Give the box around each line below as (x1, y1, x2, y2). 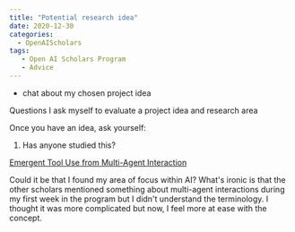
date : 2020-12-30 (9, 21, 74, 30)
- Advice (21, 64, 54, 73)
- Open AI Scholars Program (21, 55, 126, 64)
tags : (9, 47, 30, 56)
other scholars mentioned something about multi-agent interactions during (9, 184, 285, 194)
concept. (9, 212, 43, 223)
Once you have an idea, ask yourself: (9, 122, 146, 133)
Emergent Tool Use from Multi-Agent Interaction (9, 157, 187, 168)
